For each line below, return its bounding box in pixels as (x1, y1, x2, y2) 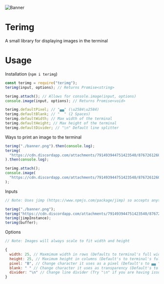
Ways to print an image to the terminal (5, 134, 82, 140)
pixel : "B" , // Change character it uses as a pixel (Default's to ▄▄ (9, 261, 156, 266)
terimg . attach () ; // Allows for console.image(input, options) (5, 94, 137, 99)
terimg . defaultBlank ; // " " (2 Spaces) (5, 112, 91, 117)
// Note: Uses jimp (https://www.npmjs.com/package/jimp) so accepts (5, 198, 150, 203)
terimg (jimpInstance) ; (5, 216, 51, 221)
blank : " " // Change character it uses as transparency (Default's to (9, 265, 159, 270)
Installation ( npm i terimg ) (5, 71, 58, 77)
